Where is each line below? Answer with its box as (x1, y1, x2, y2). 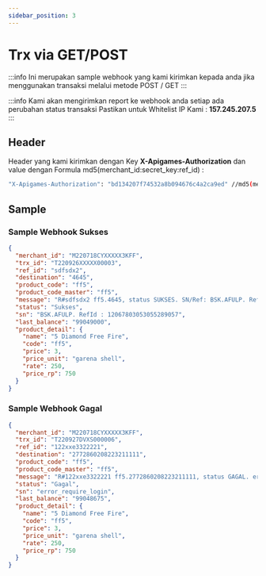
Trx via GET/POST (8, 45, 128, 63)
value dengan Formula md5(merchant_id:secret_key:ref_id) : (8, 165, 204, 175)
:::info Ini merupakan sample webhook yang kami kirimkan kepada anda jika (8, 72, 255, 82)
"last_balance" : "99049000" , (15, 318, 112, 326)
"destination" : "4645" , (15, 274, 93, 282)
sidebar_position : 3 (8, 11, 77, 20)
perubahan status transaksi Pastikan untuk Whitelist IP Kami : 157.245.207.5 (8, 104, 256, 113)
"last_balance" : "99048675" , (15, 495, 112, 503)
